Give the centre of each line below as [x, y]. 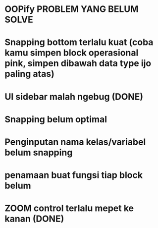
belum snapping [39, 152]
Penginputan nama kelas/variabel [75, 142]
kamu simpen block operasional [72, 53]
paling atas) [30, 74]
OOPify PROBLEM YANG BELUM [72, 9]
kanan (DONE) [34, 219]
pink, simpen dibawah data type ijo [78, 63]
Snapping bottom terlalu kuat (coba [79, 42]
